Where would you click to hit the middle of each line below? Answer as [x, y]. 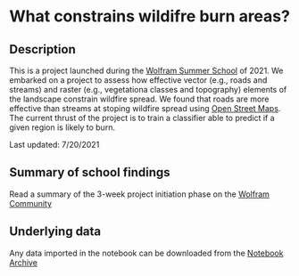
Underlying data [55, 232]
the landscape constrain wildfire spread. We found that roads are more [139, 99]
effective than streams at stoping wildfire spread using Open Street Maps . [145, 108]
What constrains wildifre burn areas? [149, 16]
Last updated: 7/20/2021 [54, 145]
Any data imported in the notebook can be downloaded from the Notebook [146, 253]
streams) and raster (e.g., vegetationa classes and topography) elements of [148, 89]
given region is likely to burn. [62, 127]
